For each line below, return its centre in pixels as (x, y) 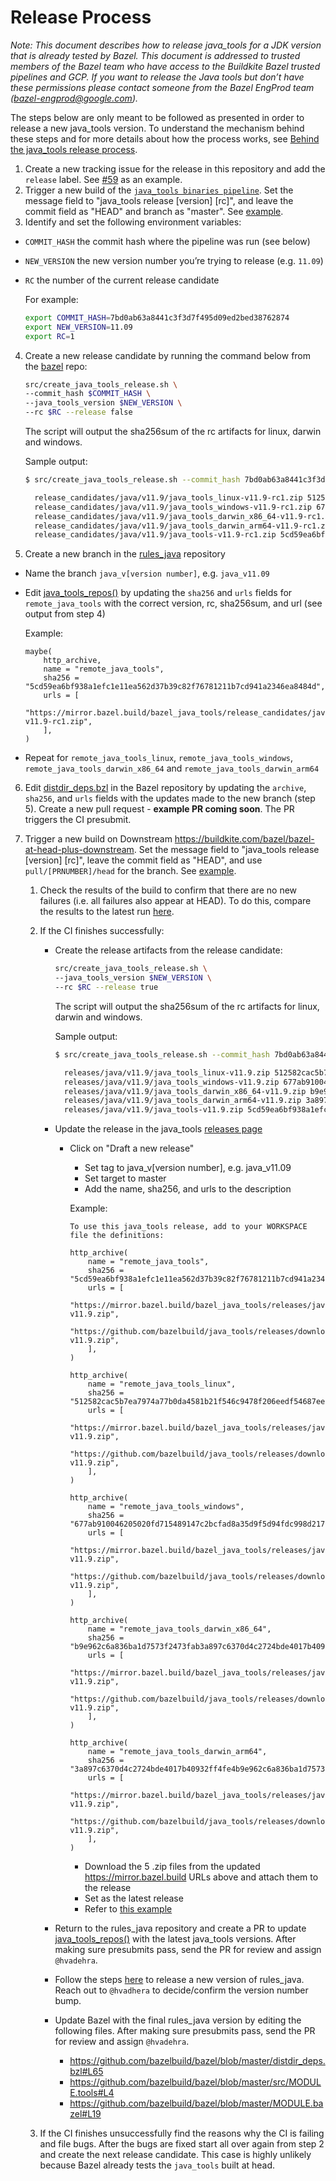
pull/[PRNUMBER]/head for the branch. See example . (130, 871)
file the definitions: (117, 1236)
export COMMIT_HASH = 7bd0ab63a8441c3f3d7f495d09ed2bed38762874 (157, 317)
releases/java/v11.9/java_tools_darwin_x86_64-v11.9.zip (185, 1091)
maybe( (38, 652)
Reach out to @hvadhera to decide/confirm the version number (181, 1990)
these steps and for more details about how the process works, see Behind (165, 138)
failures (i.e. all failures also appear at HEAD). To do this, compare (175, 901)
